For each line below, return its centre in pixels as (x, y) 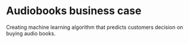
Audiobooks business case (74, 11)
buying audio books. (31, 33)
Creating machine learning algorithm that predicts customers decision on (95, 27)
